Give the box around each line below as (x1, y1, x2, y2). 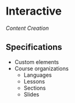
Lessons (23, 77, 45, 85)
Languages (23, 71, 52, 79)
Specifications (5, 42, 62, 52)
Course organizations (14, 65, 69, 72)
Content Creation (5, 24, 49, 32)
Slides (23, 90, 40, 98)
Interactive (5, 4, 62, 18)
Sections (23, 84, 46, 91)
